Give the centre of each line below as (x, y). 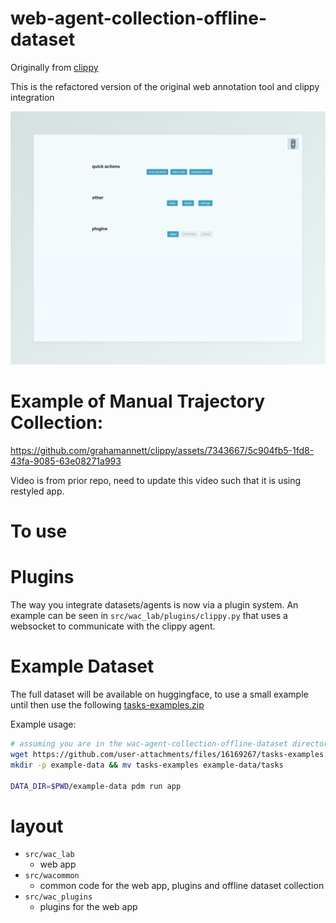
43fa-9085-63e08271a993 (66, 461)
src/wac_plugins (58, 897)
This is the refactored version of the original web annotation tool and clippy (165, 86)
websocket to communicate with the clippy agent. (113, 626)
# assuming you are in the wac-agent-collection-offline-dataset (149, 744)
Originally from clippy (54, 67)
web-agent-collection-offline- (138, 18)
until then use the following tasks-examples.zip (107, 705)
